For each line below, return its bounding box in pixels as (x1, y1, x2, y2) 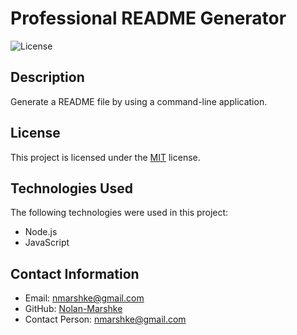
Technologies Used (10, 180, 133, 197)
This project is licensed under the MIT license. (10, 151, 201, 163)
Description (10, 69, 85, 86)
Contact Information (10, 265, 140, 282)
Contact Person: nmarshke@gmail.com (24, 313, 187, 326)
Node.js (24, 226, 58, 238)
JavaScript (24, 237, 70, 249)
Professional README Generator (10, 7, 287, 30)
